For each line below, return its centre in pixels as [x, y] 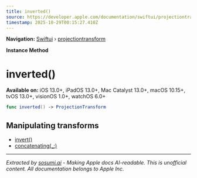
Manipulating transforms [52, 126]
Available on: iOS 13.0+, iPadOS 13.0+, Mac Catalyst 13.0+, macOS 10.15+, [96, 90]
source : [16, 17]
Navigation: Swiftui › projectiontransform [56, 39]
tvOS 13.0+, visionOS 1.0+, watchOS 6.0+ [56, 97]
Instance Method [27, 50]
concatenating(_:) [36, 146]
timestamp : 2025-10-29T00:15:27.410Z [52, 22]
